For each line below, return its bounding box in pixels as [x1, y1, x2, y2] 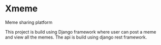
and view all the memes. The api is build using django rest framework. [5, 34, 147, 40]
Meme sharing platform [5, 19, 53, 25]
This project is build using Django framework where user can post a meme [5, 29, 157, 35]
